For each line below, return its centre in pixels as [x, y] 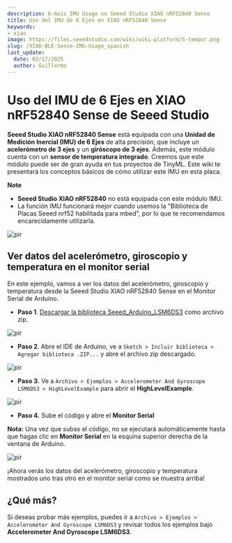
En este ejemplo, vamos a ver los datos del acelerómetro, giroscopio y [108, 284]
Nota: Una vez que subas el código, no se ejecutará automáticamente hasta [116, 429]
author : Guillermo [40, 66]
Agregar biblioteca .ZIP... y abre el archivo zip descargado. [107, 354]
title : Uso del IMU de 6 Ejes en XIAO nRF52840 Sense [87, 20]
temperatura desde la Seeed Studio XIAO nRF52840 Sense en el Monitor [111, 291]
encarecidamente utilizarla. [56, 221]
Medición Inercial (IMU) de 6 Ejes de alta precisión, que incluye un [103, 142]
